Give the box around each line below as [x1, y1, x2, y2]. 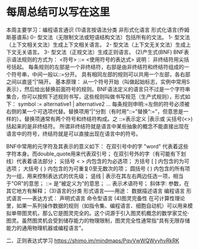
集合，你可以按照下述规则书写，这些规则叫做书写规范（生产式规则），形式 [6, 93, 185, 100]
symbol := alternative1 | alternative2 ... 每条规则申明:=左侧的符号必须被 [17, 100, 190, 107]
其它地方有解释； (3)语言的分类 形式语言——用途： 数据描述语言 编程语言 [6, 187, 185, 194]
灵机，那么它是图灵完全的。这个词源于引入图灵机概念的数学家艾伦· [26, 209, 190, 217]
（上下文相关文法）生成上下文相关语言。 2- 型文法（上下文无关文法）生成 [6, 41, 186, 48]
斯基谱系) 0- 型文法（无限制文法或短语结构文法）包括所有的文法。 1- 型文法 [6, 33, 191, 40]
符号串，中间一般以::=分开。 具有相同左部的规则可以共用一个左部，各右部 [11, 71, 191, 78]
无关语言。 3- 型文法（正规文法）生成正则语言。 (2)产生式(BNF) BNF [16, 48, 184, 55]
